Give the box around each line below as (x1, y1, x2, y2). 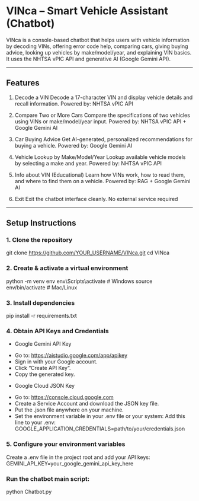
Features (6, 78, 40, 88)
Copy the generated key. (14, 371, 75, 378)
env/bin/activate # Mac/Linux (6, 283, 78, 291)
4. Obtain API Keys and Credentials (6, 327, 109, 335)
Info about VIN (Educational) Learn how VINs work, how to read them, (14, 171, 185, 178)
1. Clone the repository (6, 236, 73, 244)
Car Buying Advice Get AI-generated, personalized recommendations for (14, 135, 192, 143)
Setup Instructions (6, 218, 76, 228)
